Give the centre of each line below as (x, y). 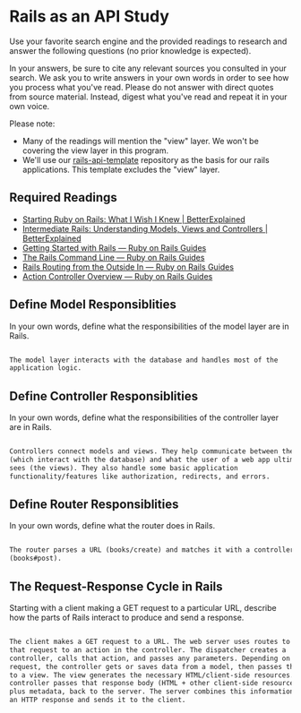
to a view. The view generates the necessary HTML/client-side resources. (152, 675)
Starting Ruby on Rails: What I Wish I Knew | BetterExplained (133, 219)
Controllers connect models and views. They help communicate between (144, 451)
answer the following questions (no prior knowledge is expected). (130, 50)
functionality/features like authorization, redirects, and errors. (140, 477)
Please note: (32, 124)
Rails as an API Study (90, 17)
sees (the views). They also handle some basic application (124, 468)
